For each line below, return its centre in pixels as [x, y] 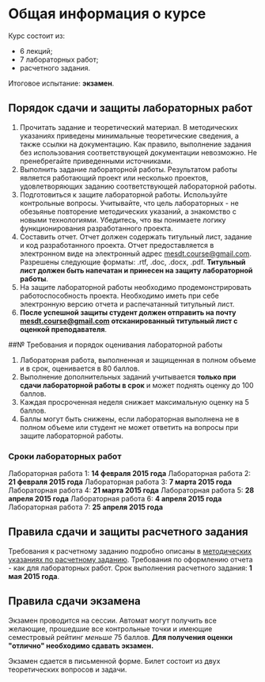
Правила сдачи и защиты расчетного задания [128, 532]
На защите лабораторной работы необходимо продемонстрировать [135, 287]
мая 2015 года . [34, 576]
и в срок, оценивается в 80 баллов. [79, 368]
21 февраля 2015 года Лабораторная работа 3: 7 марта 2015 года [120, 482]
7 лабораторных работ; [59, 59]
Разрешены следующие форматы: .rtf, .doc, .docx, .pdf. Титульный [132, 261]
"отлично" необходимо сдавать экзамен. [81, 646]
